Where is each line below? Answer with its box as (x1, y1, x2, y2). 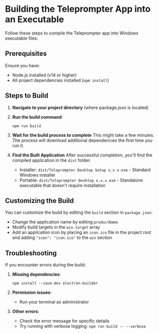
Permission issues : (12, 289, 52, 295)
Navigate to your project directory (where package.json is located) (12, 104, 149, 110)
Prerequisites (5, 50, 47, 58)
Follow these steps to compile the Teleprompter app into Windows (5, 30, 138, 36)
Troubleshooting (5, 249, 57, 257)
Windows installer (19, 172, 56, 178)
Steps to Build (5, 92, 48, 100)
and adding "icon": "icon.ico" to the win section (12, 234, 113, 241)
